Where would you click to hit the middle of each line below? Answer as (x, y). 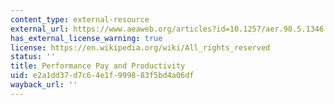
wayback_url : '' (44, 85)
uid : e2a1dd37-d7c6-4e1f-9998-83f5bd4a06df (102, 76)
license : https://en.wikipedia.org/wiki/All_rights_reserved (140, 47)
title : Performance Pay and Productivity (98, 66)
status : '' (33, 57)
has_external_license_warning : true (86, 38)
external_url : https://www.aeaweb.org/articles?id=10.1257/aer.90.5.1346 (167, 29)
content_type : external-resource (80, 19)
